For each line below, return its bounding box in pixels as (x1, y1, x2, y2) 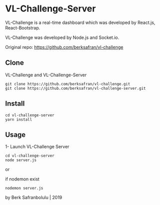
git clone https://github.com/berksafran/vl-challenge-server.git (5, 86, 146, 91)
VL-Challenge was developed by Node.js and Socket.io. (5, 34, 120, 40)
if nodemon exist (5, 176, 40, 182)
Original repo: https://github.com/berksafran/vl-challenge (5, 44, 124, 50)
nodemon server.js (5, 186, 43, 191)
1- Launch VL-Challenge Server (5, 144, 70, 150)
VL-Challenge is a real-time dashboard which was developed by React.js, (5, 19, 156, 25)
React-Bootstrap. (5, 24, 40, 30)
